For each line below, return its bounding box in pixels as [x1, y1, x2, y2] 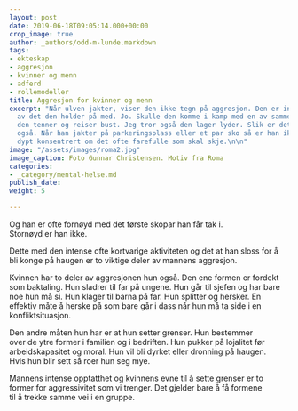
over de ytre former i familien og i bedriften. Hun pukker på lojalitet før [9, 337, 265, 347]
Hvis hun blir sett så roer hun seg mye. [9, 356, 151, 366]
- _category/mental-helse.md [9, 170, 117, 179]
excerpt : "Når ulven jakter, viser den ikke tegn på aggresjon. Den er [9, 104, 279, 113]
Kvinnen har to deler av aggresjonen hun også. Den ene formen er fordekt [9, 272, 279, 283]
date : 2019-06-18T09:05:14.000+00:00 [9, 21, 149, 30]
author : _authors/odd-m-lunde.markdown [9, 37, 157, 47]
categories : [9, 162, 53, 171]
